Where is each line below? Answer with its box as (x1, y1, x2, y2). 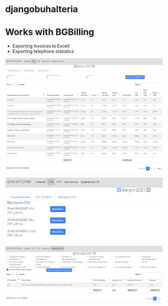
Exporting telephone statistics (12, 49, 74, 55)
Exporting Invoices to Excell (12, 43, 70, 49)
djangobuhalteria (5, 4, 78, 15)
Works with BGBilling (5, 27, 94, 38)
